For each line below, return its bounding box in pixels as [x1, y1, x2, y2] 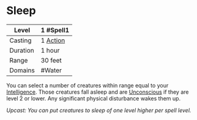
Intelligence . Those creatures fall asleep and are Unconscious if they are [6, 88, 189, 96]
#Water [40, 66, 62, 74]
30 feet [40, 56, 62, 64]
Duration [9, 46, 35, 54]
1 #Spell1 [40, 26, 70, 34]
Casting [9, 36, 32, 45]
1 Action [40, 36, 65, 45]
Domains [9, 66, 35, 74]
